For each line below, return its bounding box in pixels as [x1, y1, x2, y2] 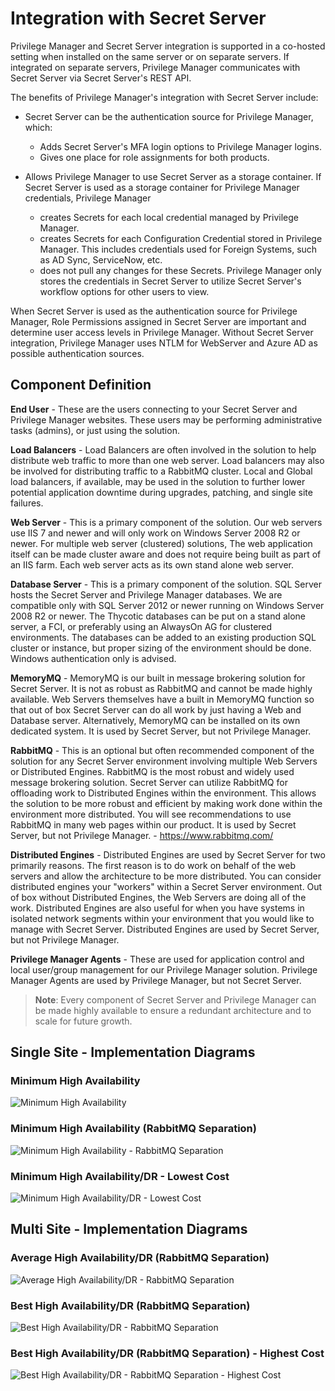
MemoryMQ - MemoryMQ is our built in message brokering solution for [10, 672, 306, 684]
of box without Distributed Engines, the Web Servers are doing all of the [10, 891, 307, 903]
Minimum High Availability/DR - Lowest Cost [10, 1169, 230, 1183]
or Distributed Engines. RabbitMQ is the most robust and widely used [10, 765, 295, 777]
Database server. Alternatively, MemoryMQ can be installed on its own [10, 714, 301, 726]
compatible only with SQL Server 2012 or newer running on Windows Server [10, 599, 325, 611]
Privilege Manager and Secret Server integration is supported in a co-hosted [10, 40, 326, 52]
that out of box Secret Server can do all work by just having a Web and [10, 703, 302, 716]
